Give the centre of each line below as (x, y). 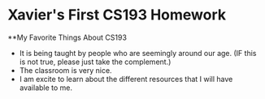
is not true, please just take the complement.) (95, 62)
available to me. (46, 88)
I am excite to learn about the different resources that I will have (126, 79)
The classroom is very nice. (65, 70)
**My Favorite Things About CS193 (67, 37)
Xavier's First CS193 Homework (117, 15)
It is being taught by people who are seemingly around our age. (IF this (138, 53)
